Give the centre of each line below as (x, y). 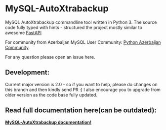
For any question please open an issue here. (50, 57)
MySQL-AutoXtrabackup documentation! (48, 122)
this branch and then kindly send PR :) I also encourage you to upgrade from (83, 90)
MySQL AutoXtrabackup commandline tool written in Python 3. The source (81, 22)
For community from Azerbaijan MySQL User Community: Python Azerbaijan (83, 42)
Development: (27, 73)
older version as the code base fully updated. (51, 95)
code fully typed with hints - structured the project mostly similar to (74, 27)
